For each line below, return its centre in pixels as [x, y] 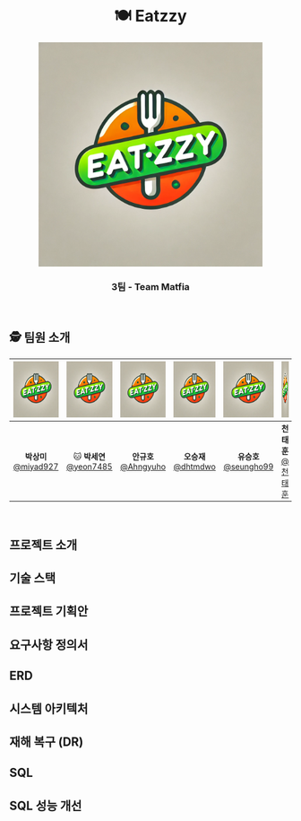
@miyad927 [36, 467]
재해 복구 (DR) [47, 742]
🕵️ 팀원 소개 [40, 337]
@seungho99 [249, 467]
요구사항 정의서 [49, 645]
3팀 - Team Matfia [150, 286]
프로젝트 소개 [43, 545]
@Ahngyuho [143, 467]
